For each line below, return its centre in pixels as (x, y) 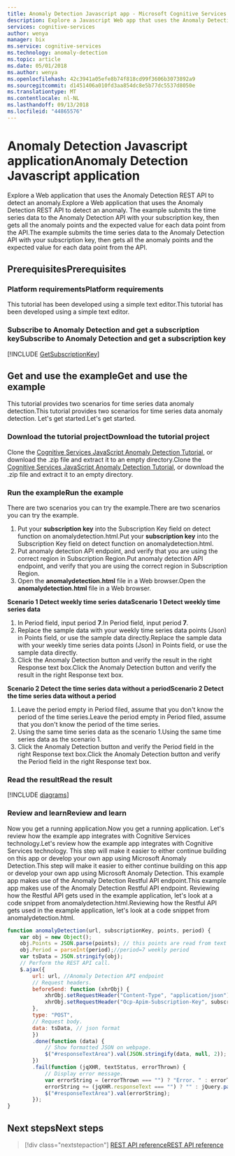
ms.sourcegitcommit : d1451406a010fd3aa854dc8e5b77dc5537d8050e (101, 85)
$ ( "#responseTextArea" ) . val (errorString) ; (107, 1093)
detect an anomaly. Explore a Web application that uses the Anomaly (105, 202)
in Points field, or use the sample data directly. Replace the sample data (120, 638)
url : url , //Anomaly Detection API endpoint (98, 976)
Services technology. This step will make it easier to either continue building (117, 851)
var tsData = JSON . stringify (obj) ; (72, 956)
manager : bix (26, 40)
